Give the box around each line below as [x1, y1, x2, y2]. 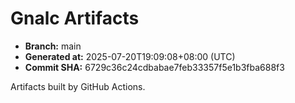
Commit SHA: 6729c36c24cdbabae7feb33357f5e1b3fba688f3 [24, 61, 285, 73]
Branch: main [24, 40, 82, 52]
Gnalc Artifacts [10, 7, 140, 30]
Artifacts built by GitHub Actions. [10, 80, 146, 92]
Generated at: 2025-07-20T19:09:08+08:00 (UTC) [24, 50, 236, 62]
